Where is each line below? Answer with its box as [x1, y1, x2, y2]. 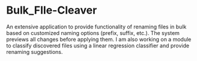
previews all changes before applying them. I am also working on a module [6, 36, 192, 43]
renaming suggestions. [6, 48, 63, 55]
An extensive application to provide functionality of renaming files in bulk [6, 23, 187, 30]
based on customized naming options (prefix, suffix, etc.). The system [6, 29, 180, 36]
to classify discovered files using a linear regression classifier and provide [6, 42, 190, 49]
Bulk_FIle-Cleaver [6, 4, 97, 17]
